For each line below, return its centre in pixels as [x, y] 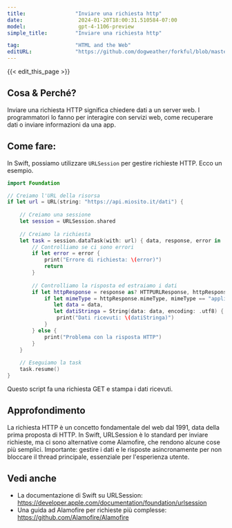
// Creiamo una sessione [55, 215]
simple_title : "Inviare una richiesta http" [85, 33]
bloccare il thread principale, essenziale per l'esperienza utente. [98, 457]
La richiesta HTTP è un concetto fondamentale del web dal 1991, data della [113, 427]
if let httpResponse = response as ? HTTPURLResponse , [111, 292]
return [54, 266]
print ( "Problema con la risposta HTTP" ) [103, 337]
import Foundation [33, 183]
